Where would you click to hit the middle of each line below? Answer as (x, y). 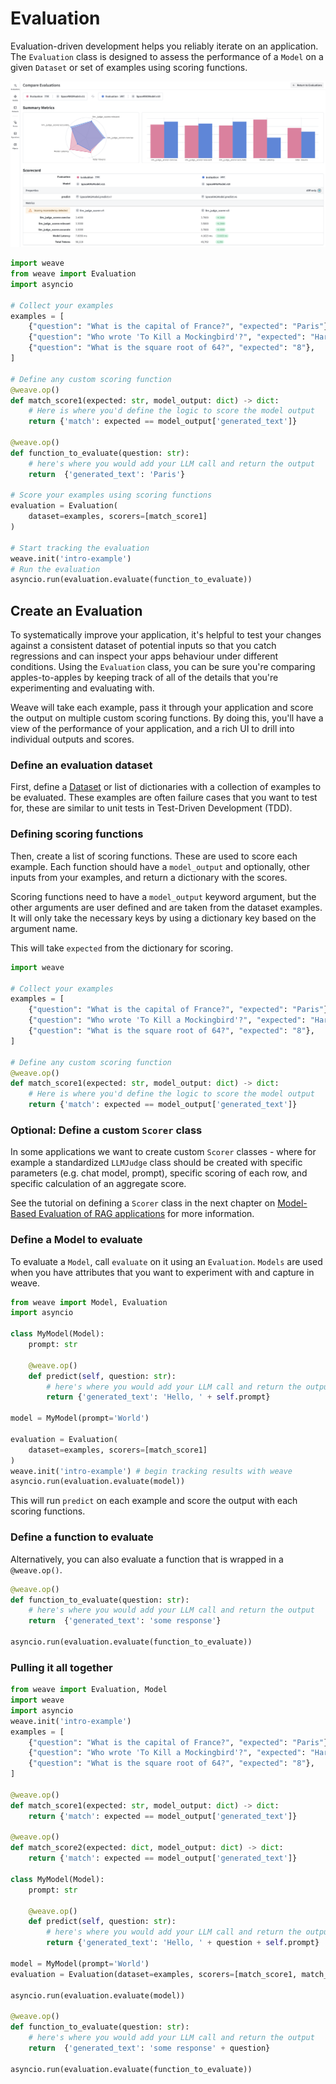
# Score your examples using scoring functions (111, 495)
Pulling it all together (61, 1667)
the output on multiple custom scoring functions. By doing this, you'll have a (167, 718)
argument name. (44, 928)
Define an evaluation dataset (81, 765)
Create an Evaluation (76, 610)
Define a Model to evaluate (76, 1240)
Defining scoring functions (77, 834)
